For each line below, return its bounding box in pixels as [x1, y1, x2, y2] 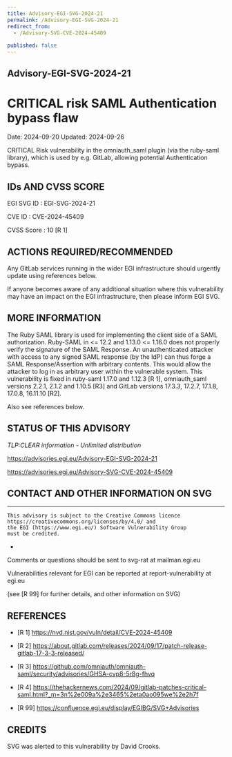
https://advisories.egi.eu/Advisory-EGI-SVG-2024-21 [7, 454, 157, 462]
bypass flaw [7, 110, 79, 126]
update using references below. [7, 271, 97, 279]
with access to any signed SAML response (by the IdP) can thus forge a [7, 353, 211, 361]
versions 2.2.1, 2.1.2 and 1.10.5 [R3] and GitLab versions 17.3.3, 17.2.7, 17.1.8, [7, 382, 219, 390]
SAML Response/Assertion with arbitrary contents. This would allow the [7, 360, 211, 368]
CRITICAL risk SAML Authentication [7, 95, 217, 111]
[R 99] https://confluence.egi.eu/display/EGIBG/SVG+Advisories [17, 704, 200, 712]
